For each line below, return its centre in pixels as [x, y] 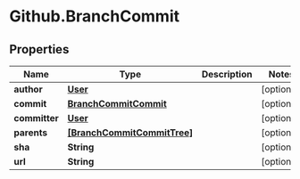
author [28, 89]
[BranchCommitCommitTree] [130, 133]
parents [30, 133]
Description [227, 74]
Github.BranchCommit [95, 16]
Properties [39, 49]
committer [37, 118]
